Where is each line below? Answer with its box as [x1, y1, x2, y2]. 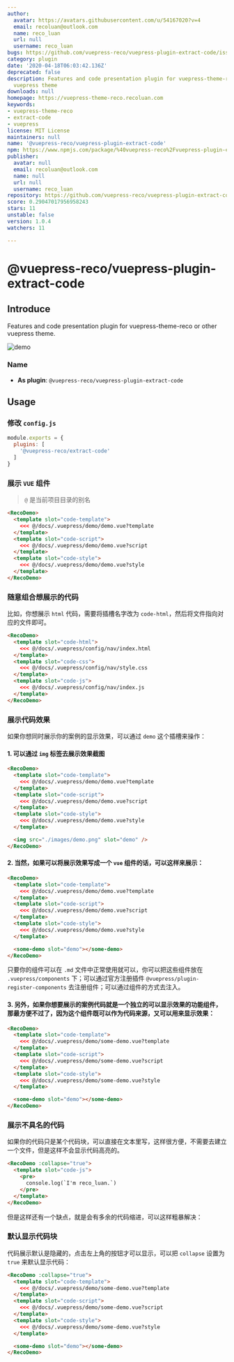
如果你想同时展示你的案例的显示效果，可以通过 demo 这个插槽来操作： [7, 732, 207, 740]
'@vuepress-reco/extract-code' [19, 447, 111, 454]
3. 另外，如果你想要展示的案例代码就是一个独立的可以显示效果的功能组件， [7, 1000, 222, 1009]
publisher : [7, 153, 39, 161]
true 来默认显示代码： [7, 1257, 71, 1266]
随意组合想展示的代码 [7, 592, 79, 602]
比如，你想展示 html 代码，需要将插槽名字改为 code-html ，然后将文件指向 [7, 609, 218, 618]
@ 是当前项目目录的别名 [24, 496, 91, 504]
